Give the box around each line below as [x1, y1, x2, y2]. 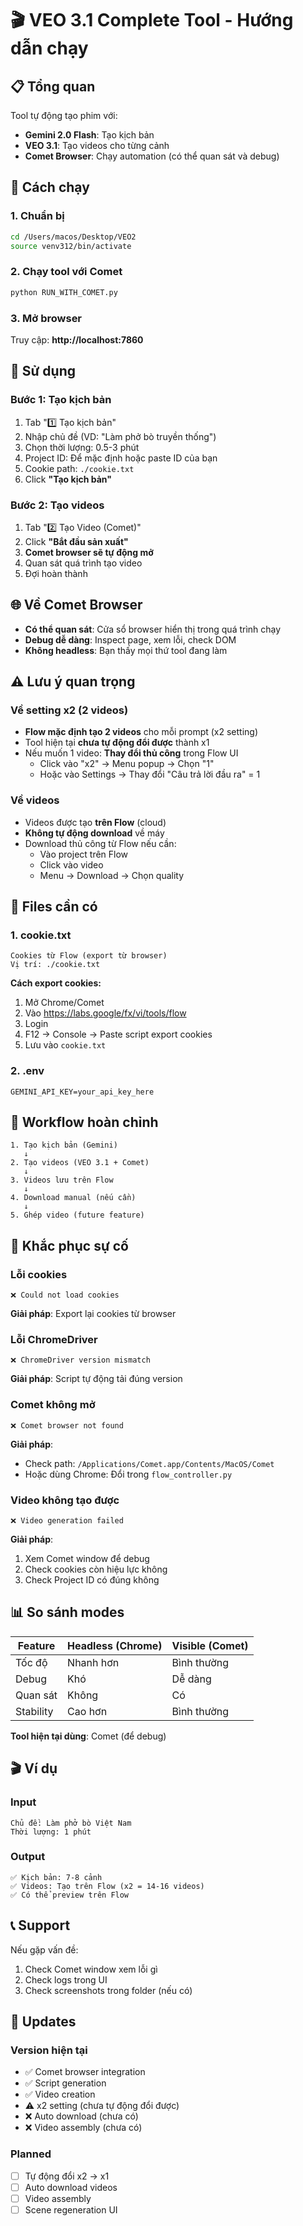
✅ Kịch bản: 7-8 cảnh [10, 1872, 103, 1882]
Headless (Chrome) [67, 1638, 163, 1652]
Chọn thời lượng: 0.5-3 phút [24, 441, 140, 453]
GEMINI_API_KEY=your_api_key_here [10, 1087, 155, 1097]
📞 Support [10, 1917, 71, 1934]
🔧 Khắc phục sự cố [10, 1237, 129, 1254]
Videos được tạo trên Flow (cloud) [24, 816, 167, 828]
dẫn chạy [10, 37, 89, 60]
